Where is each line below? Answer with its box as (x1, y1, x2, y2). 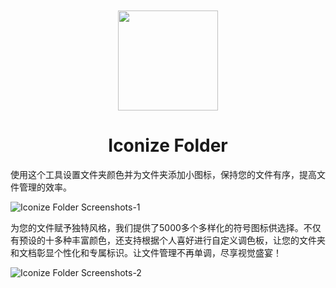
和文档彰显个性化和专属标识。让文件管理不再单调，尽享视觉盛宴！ (10, 246, 282, 258)
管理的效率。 (18, 181, 72, 193)
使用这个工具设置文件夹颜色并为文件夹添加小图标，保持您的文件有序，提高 (10, 168, 317, 180)
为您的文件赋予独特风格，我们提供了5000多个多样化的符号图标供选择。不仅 (10, 221, 322, 233)
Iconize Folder (108, 134, 228, 157)
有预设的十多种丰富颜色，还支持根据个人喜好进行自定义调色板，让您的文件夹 (10, 234, 326, 246)
